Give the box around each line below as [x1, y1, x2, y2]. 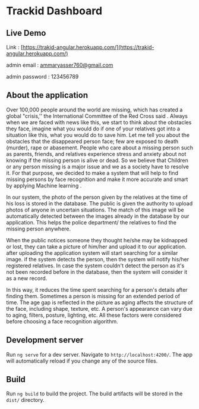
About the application [6, 90, 88, 101]
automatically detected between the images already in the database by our [6, 213, 189, 220]
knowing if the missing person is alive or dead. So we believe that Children [6, 157, 189, 164]
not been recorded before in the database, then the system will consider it [6, 268, 188, 275]
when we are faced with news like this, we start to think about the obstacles [6, 118, 192, 126]
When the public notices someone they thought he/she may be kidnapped [6, 236, 188, 243]
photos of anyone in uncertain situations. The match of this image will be [6, 206, 184, 213]
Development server [6, 335, 84, 345]
